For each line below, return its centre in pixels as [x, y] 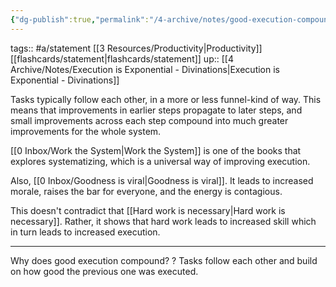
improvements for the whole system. [86, 131]
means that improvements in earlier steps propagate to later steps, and [156, 110]
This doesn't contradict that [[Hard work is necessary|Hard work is [148, 210]
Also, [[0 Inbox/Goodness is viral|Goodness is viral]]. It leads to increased [162, 180]
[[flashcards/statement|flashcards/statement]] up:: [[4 [122, 58]
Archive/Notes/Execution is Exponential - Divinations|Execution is [145, 69]
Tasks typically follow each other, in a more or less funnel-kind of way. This [166, 99]
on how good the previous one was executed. [104, 271]
